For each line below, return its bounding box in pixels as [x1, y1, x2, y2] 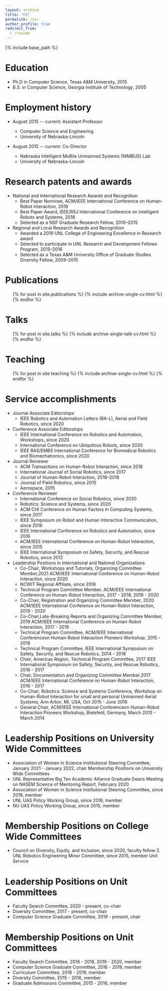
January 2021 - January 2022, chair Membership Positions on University [12, 765, 163, 771]
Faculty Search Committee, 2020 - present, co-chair [12, 903, 121, 909]
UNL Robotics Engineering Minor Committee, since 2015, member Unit [12, 853, 158, 859]
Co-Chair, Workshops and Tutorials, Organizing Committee [20, 565, 142, 571]
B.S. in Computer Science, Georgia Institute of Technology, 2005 [12, 84, 146, 90]
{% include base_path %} [5, 45, 58, 50]
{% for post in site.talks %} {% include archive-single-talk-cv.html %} [12, 331, 156, 337]
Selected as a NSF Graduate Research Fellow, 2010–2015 [20, 219, 138, 225]
